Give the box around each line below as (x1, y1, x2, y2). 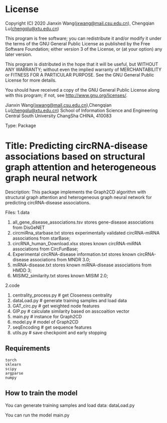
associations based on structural (5, 151, 145, 162)
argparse (5, 371, 24, 376)
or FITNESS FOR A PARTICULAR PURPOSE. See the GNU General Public (5, 72, 154, 78)
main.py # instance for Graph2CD (12, 313, 82, 319)
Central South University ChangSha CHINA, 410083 (5, 112, 112, 119)
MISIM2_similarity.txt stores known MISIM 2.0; (12, 272, 108, 278)
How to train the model (5, 389, 78, 397)
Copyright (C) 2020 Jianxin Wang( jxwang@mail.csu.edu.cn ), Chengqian (5, 20, 154, 26)
